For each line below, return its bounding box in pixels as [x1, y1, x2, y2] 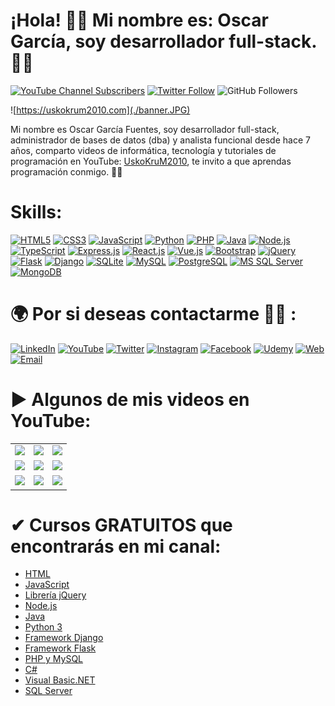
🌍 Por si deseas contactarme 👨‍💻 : [10, 303, 297, 326]
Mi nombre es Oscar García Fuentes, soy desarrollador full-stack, [10, 123, 280, 135]
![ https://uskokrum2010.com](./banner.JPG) [10, 104, 191, 116]
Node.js [24, 600, 58, 612]
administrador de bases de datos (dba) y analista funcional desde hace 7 [10, 134, 311, 146]
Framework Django [24, 632, 104, 644]
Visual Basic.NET [24, 674, 96, 686]
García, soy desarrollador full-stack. [10, 30, 317, 53]
